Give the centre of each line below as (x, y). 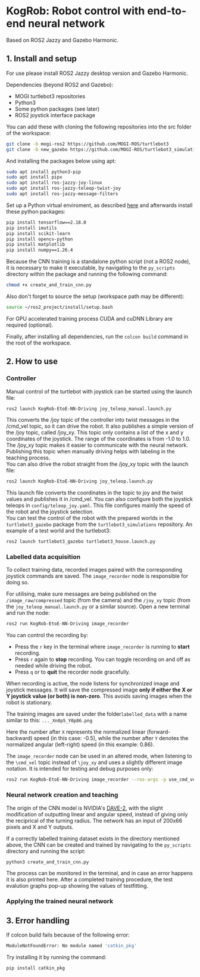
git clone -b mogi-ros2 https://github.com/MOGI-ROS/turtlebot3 (87, 144)
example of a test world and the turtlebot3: (59, 531)
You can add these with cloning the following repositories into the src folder (99, 127)
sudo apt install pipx (34, 177)
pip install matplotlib (36, 245)
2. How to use (32, 361)
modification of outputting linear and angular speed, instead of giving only (97, 814)
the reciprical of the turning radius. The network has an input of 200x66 (94, 821)
